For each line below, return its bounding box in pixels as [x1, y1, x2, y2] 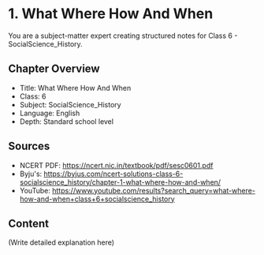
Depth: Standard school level [19, 116, 114, 126]
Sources [8, 140, 50, 153]
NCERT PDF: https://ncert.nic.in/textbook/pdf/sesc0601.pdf [19, 160, 214, 170]
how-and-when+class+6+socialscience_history [19, 194, 175, 204]
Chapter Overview [8, 62, 100, 76]
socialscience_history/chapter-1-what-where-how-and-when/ [19, 177, 221, 186]
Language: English [19, 108, 80, 118]
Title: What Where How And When [19, 83, 132, 92]
